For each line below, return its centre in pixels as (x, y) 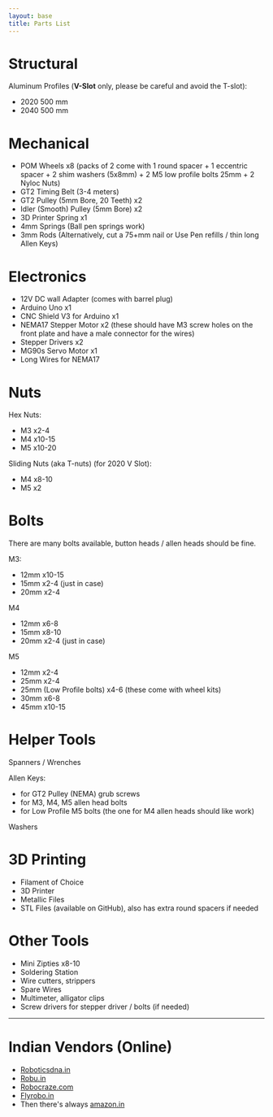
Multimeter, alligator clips (62, 998)
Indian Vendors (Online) (91, 1047)
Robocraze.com (47, 1087)
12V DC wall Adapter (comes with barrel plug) (96, 299)
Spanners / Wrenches (45, 763)
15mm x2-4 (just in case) (62, 584)
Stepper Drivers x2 (52, 342)
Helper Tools (52, 740)
